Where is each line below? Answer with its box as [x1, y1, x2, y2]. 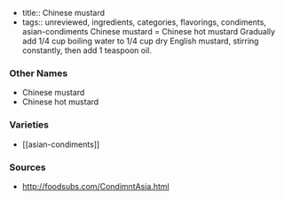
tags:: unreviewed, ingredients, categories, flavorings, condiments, [21, 17, 266, 27]
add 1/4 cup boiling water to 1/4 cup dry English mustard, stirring [21, 35, 259, 46]
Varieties [9, 119, 49, 131]
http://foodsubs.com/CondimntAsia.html [21, 181, 170, 191]
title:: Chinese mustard [21, 8, 105, 18]
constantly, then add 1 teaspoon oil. [21, 45, 153, 56]
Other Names [9, 66, 68, 79]
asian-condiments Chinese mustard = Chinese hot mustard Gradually [21, 27, 276, 36]
